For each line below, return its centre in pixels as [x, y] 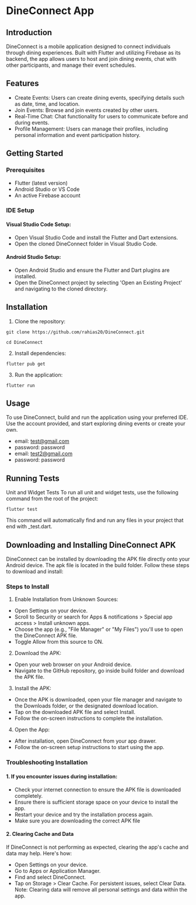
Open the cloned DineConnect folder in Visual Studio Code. [86, 244]
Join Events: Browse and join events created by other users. [87, 110]
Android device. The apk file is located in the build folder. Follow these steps [98, 565]
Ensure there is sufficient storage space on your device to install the [96, 802]
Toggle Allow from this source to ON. [59, 642]
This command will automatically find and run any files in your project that [95, 520]
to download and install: [35, 572]
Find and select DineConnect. [50, 877]
